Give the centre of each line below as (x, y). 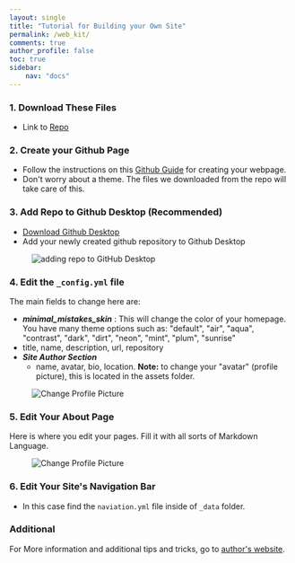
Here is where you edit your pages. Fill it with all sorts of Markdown (134, 436)
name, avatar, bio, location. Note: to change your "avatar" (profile (156, 366)
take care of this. (53, 189)
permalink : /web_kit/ (50, 34)
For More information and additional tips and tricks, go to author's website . (147, 549)
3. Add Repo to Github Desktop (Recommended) (116, 212)
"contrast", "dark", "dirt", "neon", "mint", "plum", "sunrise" (129, 338)
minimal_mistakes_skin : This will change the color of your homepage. (154, 319)
